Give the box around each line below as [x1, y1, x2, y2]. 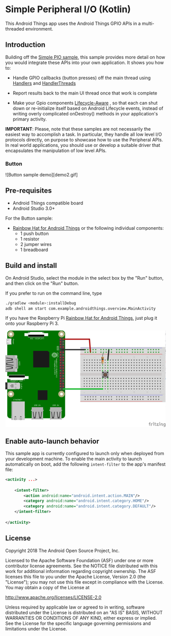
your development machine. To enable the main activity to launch [5, 456, 142, 462]
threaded [5, 25, 24, 32]
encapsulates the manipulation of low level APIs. [5, 147, 107, 154]
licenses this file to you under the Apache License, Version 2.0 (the [5, 573, 146, 580]
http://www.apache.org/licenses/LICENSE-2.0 [5, 594, 102, 600]
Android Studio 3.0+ [12, 205, 55, 211]
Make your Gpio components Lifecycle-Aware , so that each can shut [12, 100, 158, 106]
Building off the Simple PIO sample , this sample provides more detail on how [5, 54, 165, 60]
